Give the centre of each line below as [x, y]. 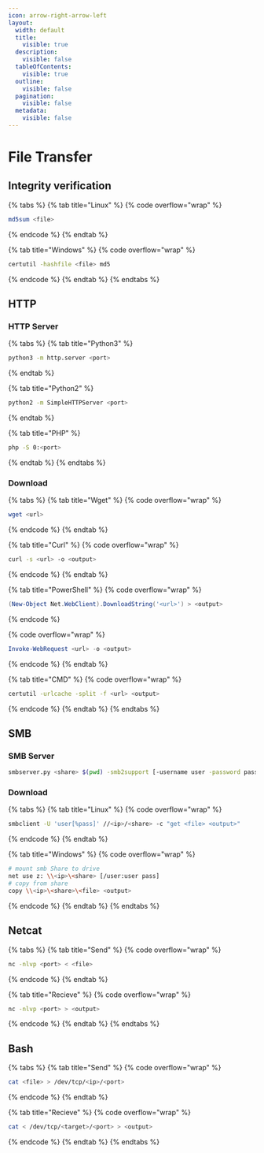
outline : [29, 81]
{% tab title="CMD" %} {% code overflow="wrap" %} [95, 679]
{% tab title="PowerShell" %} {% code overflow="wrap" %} [105, 590]
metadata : [31, 111]
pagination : [35, 96]
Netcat [25, 931]
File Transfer [50, 157]
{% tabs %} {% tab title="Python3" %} [71, 344]
